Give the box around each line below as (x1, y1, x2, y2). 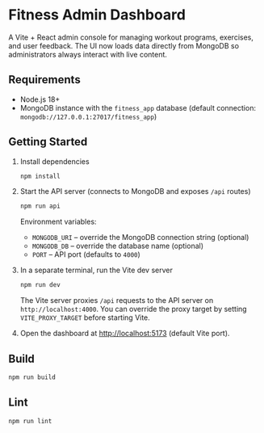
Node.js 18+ (19, 95, 61, 104)
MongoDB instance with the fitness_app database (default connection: (19, 103, 257, 112)
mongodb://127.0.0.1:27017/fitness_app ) (19, 111, 157, 121)
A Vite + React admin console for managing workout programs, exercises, (8, 32, 254, 42)
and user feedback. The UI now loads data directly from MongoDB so (8, 40, 240, 50)
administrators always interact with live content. (8, 49, 168, 59)
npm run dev (19, 281, 61, 289)
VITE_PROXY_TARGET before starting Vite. (19, 313, 151, 322)
